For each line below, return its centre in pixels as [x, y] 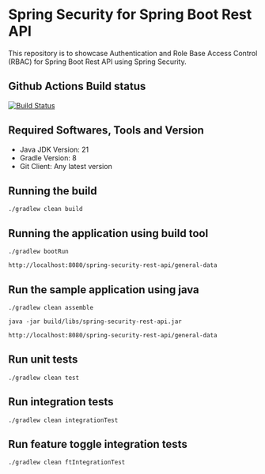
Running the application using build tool [108, 233]
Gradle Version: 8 [48, 158]
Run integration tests [61, 402]
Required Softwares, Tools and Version [106, 131]
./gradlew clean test [44, 378]
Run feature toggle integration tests [98, 444]
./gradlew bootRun [38, 252]
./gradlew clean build [45, 209]
